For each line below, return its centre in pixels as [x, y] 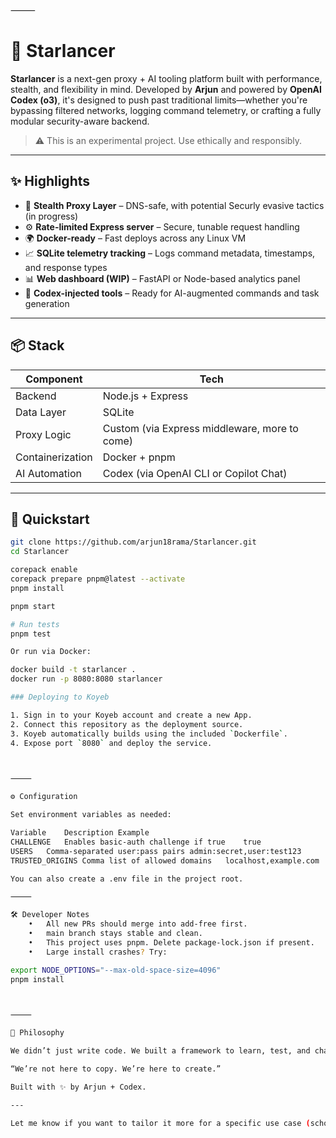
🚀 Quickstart [50, 519]
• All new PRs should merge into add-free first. [138, 924]
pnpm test [31, 634]
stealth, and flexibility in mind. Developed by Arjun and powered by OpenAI [166, 89]
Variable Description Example [80, 833]
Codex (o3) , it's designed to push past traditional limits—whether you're [159, 100]
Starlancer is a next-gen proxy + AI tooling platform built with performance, [166, 78]
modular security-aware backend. [80, 121]
